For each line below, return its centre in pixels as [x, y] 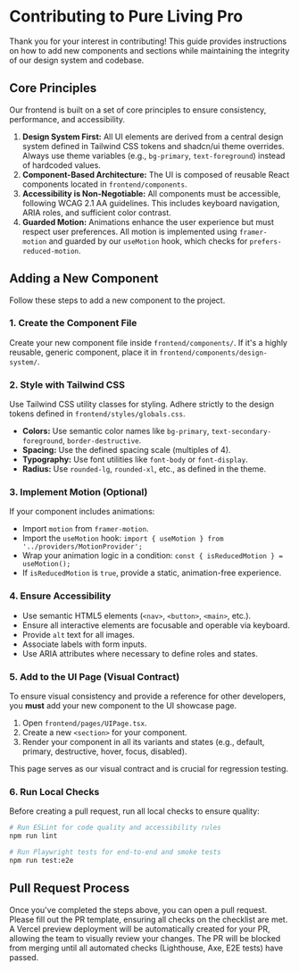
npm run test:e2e [42, 860]
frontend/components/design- [213, 353]
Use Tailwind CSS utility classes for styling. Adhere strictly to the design [142, 405]
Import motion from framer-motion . [85, 529]
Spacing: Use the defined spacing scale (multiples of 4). [126, 450]
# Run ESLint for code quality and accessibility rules [115, 828]
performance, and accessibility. [67, 119]
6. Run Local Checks [54, 791]
